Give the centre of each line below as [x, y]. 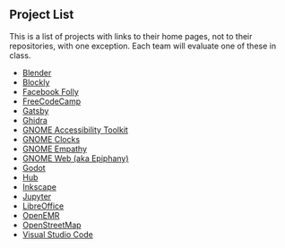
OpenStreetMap [52, 225]
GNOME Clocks [51, 139]
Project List [42, 15]
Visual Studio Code [58, 234]
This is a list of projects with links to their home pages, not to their [131, 36]
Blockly [36, 82]
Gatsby [35, 110]
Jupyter [37, 196]
